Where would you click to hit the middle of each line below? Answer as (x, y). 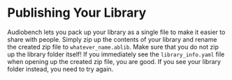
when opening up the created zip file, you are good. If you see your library (114, 61)
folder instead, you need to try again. (60, 69)
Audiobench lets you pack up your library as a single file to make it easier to (116, 32)
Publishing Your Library (77, 13)
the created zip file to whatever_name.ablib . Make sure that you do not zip (113, 47)
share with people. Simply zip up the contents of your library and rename (112, 39)
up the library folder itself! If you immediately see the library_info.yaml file (116, 54)
